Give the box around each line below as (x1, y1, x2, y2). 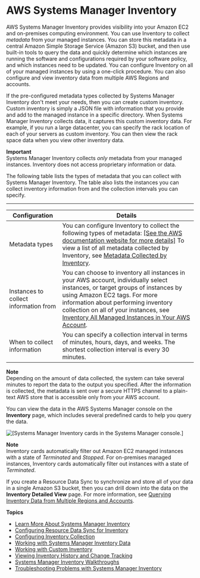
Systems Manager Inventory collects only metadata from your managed (6, 154, 182, 161)
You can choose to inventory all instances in (62, 268, 186, 277)
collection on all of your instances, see (62, 305, 170, 314)
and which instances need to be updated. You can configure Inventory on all (6, 61, 193, 69)
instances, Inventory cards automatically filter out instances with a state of (6, 460, 189, 467)
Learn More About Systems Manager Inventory (14, 520, 130, 527)
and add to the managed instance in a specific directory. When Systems (6, 111, 183, 118)
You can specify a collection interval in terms (62, 330, 187, 338)
